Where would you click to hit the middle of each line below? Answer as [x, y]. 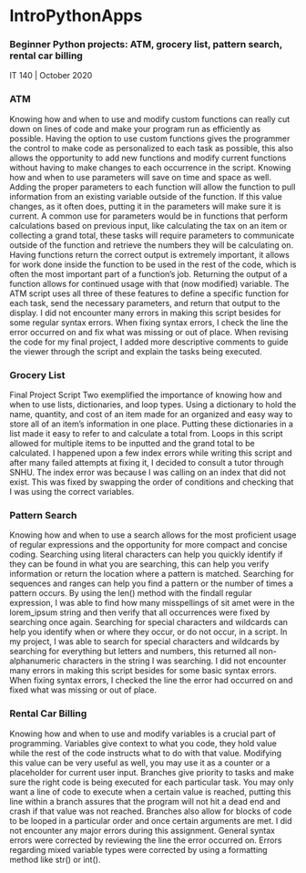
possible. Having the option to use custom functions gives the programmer [150, 139]
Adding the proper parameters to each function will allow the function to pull [153, 187]
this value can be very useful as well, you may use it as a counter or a [140, 763]
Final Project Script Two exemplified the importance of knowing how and [146, 395]
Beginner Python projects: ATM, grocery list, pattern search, [146, 45]
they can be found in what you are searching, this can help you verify [139, 564]
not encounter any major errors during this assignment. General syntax [143, 830]
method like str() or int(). [55, 859]
